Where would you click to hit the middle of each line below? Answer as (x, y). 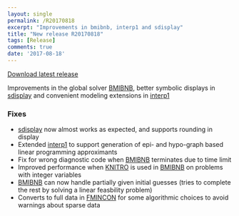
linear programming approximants (67, 152)
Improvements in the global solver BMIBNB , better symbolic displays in (111, 88)
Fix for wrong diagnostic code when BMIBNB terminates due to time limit (124, 160)
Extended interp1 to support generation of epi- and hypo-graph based (120, 145)
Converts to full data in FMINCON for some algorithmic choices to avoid (123, 197)
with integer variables (50, 175)
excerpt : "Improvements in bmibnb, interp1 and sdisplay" (95, 27)
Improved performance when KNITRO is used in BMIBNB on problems (120, 168)
